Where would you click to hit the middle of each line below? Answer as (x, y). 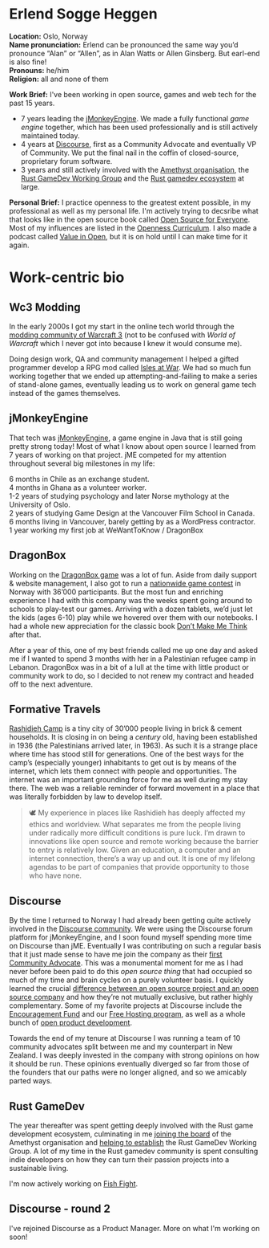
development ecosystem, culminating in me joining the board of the (120, 1134)
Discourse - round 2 (60, 1209)
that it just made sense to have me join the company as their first (116, 954)
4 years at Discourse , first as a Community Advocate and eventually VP (139, 144)
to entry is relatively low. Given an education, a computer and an (134, 850)
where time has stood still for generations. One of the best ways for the (126, 754)
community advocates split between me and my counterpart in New (121, 1047)
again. (20, 245)
